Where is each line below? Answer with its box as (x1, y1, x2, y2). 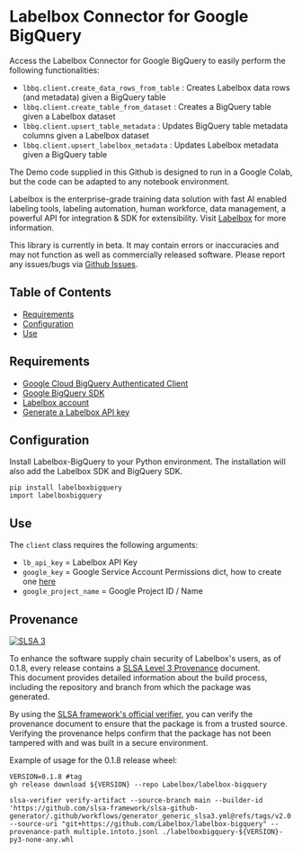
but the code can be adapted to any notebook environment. (9, 175, 230, 186)
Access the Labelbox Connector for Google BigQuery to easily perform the (9, 55, 286, 66)
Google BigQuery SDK (22, 387, 105, 398)
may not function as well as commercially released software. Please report (9, 249, 286, 260)
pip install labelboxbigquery (9, 483, 123, 492)
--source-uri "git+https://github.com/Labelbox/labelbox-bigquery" (9, 820, 268, 829)
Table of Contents (9, 285, 112, 301)
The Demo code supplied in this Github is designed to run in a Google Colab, (9, 166, 293, 177)
